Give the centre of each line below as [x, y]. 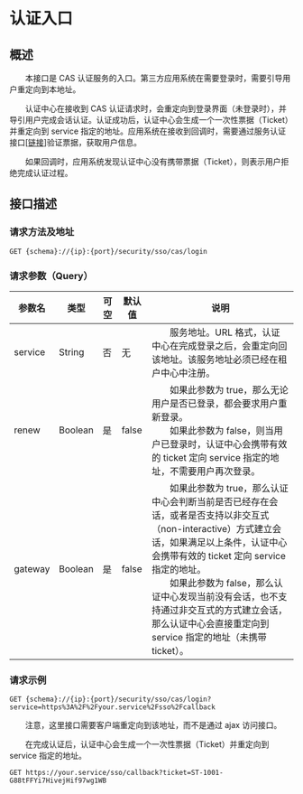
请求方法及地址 [42, 232]
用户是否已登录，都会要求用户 [215, 403]
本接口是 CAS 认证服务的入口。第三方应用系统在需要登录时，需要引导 [154, 78]
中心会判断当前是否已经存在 [211, 501]
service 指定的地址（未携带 [210, 637]
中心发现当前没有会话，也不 [220, 596]
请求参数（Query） [51, 276]
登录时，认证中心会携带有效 [229, 444]
